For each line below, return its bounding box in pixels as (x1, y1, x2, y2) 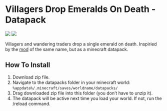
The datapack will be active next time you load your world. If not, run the (12, 95, 162, 101)
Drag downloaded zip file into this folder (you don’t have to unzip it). (12, 90, 153, 96)
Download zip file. (12, 74, 50, 80)
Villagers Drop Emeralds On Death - (5, 3, 156, 15)
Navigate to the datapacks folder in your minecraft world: (12, 79, 130, 85)
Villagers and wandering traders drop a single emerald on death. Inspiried (5, 41, 157, 47)
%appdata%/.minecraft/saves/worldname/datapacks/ (12, 85, 118, 90)
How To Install (5, 61, 50, 69)
